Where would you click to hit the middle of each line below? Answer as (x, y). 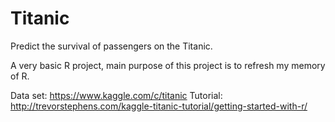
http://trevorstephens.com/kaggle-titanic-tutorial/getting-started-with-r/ (159, 106)
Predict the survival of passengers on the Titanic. (111, 46)
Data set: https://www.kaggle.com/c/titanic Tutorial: (116, 95)
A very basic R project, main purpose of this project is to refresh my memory (168, 65)
